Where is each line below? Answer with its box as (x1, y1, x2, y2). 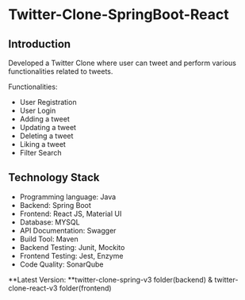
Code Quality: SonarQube (19, 260, 104, 269)
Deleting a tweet (19, 131, 74, 140)
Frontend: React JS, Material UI (19, 209, 122, 218)
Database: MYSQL (19, 217, 81, 227)
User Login (19, 106, 56, 115)
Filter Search (19, 148, 62, 157)
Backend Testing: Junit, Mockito (19, 242, 125, 252)
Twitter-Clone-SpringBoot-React (8, 6, 230, 24)
